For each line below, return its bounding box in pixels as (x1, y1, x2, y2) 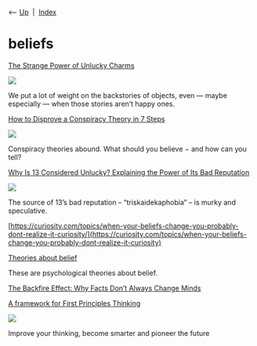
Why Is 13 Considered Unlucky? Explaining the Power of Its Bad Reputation (8, 167, 250, 177)
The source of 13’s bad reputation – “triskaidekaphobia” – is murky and (8, 197, 237, 207)
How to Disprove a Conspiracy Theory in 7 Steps (8, 114, 165, 123)
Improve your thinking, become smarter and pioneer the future (8, 328, 210, 337)
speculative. (8, 206, 48, 215)
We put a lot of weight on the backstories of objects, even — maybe (8, 90, 227, 100)
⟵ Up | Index (8, 8, 57, 16)
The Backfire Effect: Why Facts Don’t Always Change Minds (8, 283, 201, 293)
